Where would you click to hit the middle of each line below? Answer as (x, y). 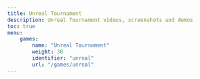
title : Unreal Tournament (44, 13)
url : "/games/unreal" (63, 65)
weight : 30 (48, 52)
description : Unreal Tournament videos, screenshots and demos (100, 20)
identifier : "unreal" (63, 58)
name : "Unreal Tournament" (71, 45)
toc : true (21, 26)
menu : (15, 33)
